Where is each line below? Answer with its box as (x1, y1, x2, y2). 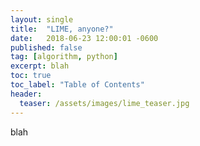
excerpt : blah (10, 61, 70, 71)
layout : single (10, 14, 74, 25)
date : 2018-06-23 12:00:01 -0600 (10, 33, 159, 43)
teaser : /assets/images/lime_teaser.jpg (19, 98, 190, 108)
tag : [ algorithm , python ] (10, 52, 118, 62)
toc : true (10, 71, 52, 81)
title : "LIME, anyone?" (10, 24, 114, 34)
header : (10, 89, 43, 99)
